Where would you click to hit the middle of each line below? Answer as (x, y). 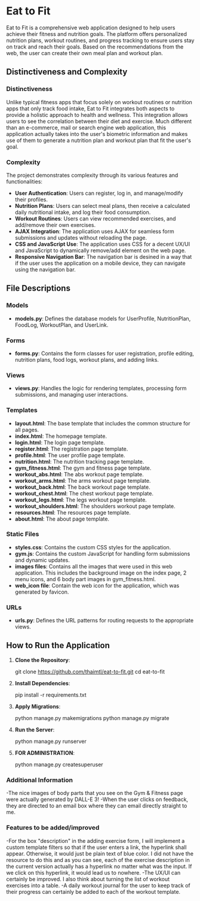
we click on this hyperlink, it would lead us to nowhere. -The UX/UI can (93, 872)
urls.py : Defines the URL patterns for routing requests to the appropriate (104, 621)
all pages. (27, 430)
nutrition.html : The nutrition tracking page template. (79, 461)
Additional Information (40, 780)
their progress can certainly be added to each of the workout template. (93, 891)
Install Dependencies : (42, 683)
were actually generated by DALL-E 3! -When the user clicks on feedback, (97, 799)
